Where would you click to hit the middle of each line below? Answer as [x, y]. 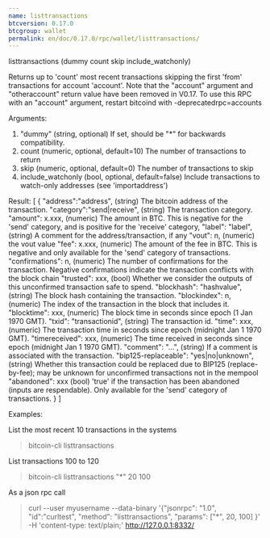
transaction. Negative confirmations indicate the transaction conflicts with [131, 270]
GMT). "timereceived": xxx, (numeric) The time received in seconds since [131, 338]
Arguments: [28, 119]
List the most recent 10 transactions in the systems [93, 430]
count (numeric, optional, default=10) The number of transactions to [133, 151]
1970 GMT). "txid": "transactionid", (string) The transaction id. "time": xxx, [131, 322]
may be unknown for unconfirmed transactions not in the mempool [147, 373]
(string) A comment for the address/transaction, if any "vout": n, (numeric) [132, 236]
